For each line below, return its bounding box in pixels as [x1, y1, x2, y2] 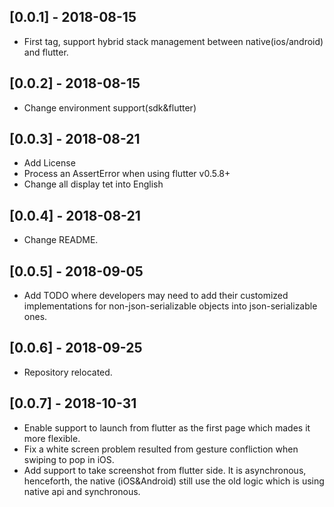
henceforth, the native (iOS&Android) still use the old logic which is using [23, 475, 325, 487]
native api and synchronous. [23, 485, 141, 497]
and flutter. [23, 46, 69, 58]
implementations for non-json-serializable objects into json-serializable [23, 300, 318, 312]
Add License [23, 157, 76, 169]
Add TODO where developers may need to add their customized [23, 290, 289, 302]
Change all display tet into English [23, 178, 164, 190]
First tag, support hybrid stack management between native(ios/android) [23, 35, 324, 47]
